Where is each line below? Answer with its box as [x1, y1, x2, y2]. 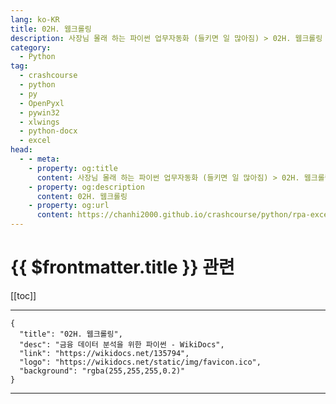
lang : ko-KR [10, 14, 60, 25]
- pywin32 [19, 107, 60, 118]
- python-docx [19, 126, 78, 136]
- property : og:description [28, 182, 145, 192]
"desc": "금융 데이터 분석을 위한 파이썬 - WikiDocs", [19, 339, 225, 350]
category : [10, 42, 52, 53]
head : [10, 145, 33, 155]
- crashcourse [19, 71, 78, 81]
